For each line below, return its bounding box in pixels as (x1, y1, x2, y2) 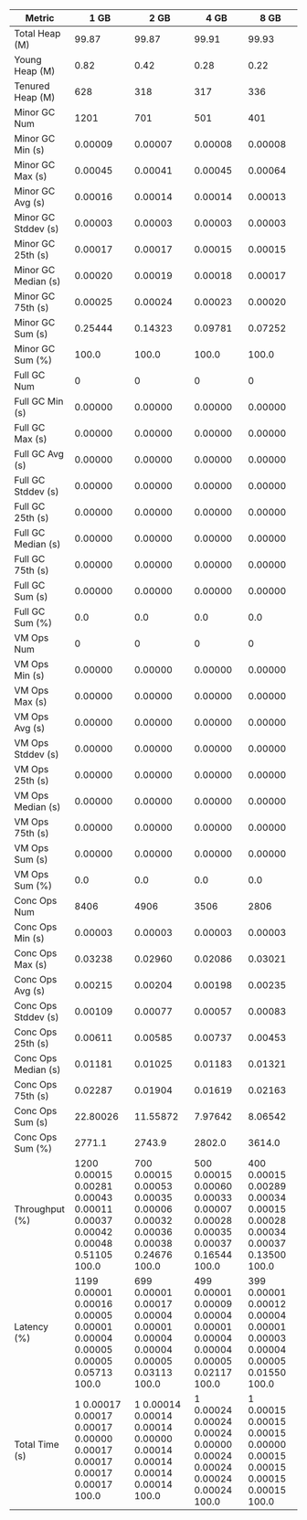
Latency (14, 1321, 48, 1333)
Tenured (14, 80, 50, 92)
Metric (25, 12, 55, 24)
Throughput (14, 1203, 66, 1215)
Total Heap (14, 27, 61, 39)
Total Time (14, 1439, 59, 1451)
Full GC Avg (14, 448, 64, 460)
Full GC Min (14, 395, 64, 408)
